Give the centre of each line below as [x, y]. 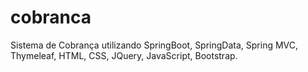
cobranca [51, 17]
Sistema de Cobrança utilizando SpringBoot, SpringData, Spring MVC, [154, 45]
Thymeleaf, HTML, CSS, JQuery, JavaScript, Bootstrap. [124, 55]
